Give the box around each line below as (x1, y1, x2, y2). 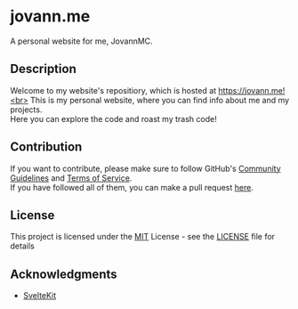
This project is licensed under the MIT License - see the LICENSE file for (10, 232, 275, 242)
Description (10, 61, 77, 77)
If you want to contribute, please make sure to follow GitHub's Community (10, 163, 281, 174)
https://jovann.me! (218, 85, 286, 95)
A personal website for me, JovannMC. (10, 36, 154, 46)
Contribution (10, 140, 83, 155)
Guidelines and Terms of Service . (10, 172, 133, 183)
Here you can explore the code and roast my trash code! (10, 113, 217, 124)
